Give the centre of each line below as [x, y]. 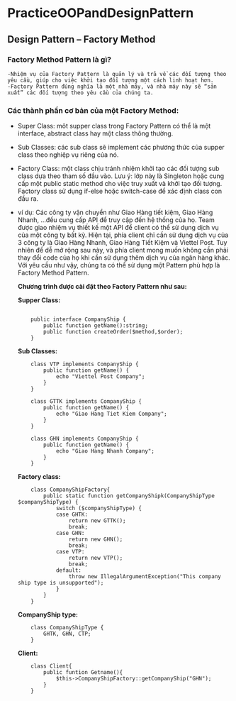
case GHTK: [72, 515]
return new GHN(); [96, 540]
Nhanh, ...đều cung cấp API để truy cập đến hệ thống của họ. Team [116, 220]
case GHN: [70, 534]
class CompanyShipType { [67, 628]
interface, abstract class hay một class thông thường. [95, 133]
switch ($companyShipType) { [99, 509]
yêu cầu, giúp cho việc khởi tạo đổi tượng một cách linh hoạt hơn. [111, 80]
